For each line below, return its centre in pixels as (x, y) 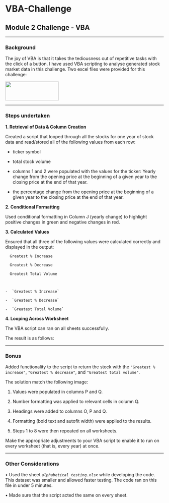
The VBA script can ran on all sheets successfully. (57, 328)
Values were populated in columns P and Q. (58, 392)
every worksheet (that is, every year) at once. (52, 446)
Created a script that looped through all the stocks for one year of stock (79, 136)
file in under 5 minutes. (29, 485)
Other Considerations (32, 464)
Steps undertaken (28, 116)
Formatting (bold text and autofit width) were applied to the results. (82, 421)
